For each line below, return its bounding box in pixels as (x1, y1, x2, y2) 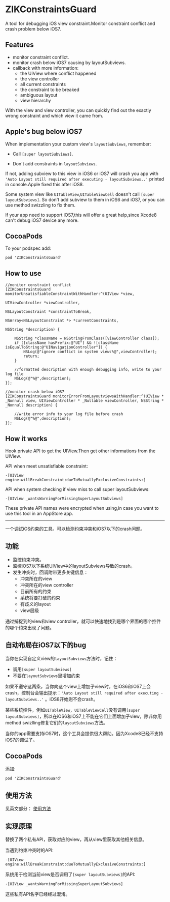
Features (5, 41, 34, 49)
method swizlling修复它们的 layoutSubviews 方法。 (5, 719, 108, 725)
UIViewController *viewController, (5, 300, 80, 306)
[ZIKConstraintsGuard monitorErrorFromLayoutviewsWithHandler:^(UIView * (5, 394, 164, 399)
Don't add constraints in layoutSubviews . (12, 160, 97, 166)
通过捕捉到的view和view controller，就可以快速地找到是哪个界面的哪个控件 (5, 618, 161, 624)
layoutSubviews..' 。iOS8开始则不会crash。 (5, 696, 98, 702)
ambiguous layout (20, 92, 58, 98)
